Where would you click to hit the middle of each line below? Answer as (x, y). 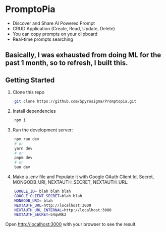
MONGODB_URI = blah (34, 201)
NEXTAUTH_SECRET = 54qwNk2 (40, 215)
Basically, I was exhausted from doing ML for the (83, 55)
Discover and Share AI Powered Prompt (53, 23)
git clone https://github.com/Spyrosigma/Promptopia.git (75, 102)
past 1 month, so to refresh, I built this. (67, 63)
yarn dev (23, 148)
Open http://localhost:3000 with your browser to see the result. (71, 224)
